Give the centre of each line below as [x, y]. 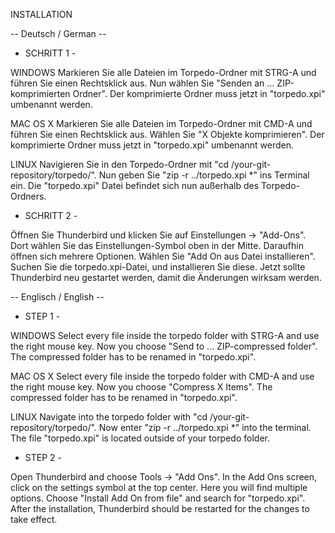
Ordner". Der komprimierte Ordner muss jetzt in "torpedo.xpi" [199, 93]
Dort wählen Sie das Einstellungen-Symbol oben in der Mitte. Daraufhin [157, 245]
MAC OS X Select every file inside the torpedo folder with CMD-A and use [162, 376]
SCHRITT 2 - [51, 215]
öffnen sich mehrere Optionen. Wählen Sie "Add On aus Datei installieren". [163, 256]
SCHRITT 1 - [50, 53]
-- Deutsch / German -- [58, 33]
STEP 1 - [42, 316]
